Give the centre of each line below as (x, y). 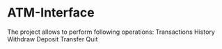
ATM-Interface (51, 13)
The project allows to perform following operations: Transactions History (111, 32)
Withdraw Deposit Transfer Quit (53, 39)
